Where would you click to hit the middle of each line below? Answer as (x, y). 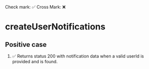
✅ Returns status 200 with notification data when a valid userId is (78, 56)
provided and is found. (35, 62)
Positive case (26, 45)
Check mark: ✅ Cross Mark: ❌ (35, 7)
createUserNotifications (55, 27)
